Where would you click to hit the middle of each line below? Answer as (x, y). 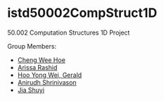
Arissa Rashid (37, 67)
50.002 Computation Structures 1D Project (69, 32)
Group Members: (32, 46)
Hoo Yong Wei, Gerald (50, 75)
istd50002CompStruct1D (82, 13)
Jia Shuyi (31, 90)
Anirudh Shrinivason (47, 82)
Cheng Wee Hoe (41, 60)
